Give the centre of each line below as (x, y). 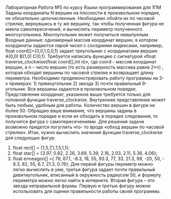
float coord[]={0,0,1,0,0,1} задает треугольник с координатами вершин (81, 51)
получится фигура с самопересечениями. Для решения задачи (75, 121)
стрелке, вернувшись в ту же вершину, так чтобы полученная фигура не (85, 24)
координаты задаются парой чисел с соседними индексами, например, (84, 45)
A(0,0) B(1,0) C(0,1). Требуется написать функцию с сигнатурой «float (81, 56)
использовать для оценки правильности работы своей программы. (87, 191)
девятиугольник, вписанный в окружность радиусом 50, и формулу (87, 175)
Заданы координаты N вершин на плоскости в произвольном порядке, (83, 13)
